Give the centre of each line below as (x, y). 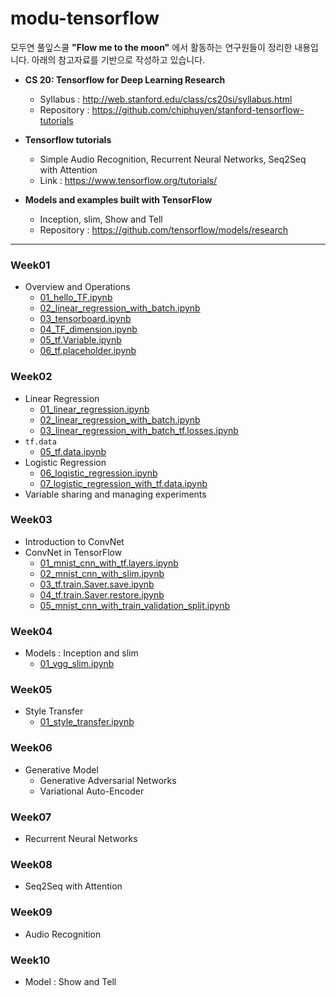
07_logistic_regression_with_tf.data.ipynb (123, 483)
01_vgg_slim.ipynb (77, 664)
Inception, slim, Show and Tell (101, 219)
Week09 (31, 912)
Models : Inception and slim (81, 653)
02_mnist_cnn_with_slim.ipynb (102, 573)
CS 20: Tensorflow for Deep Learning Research (125, 79)
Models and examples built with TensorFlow (118, 199)
